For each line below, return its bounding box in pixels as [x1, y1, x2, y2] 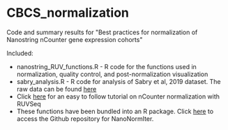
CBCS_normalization [6, 5, 130, 21]
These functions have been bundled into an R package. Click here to [16, 107, 214, 115]
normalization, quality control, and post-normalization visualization [16, 70, 208, 78]
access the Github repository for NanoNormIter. [16, 114, 154, 123]
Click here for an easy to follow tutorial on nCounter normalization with [16, 92, 220, 101]
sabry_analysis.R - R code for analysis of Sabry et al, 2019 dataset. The [16, 77, 221, 85]
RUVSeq [16, 99, 41, 108]
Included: [6, 49, 34, 57]
